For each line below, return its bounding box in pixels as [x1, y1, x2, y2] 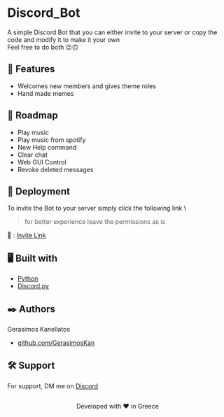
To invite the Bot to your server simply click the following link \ [7, 204, 187, 213]
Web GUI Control [17, 157, 66, 166]
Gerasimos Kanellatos [7, 325, 71, 333]
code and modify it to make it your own [7, 35, 120, 43]
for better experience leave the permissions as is [24, 218, 166, 226]
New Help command [17, 143, 77, 151]
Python [17, 274, 38, 283]
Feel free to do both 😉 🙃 [7, 43, 79, 51]
